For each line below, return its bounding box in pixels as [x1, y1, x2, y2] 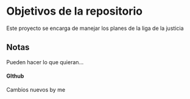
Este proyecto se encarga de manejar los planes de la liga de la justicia [6, 24, 184, 32]
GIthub [6, 72, 24, 80]
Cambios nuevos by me [6, 86, 66, 93]
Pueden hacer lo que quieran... [6, 58, 84, 65]
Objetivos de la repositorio [6, 4, 143, 18]
